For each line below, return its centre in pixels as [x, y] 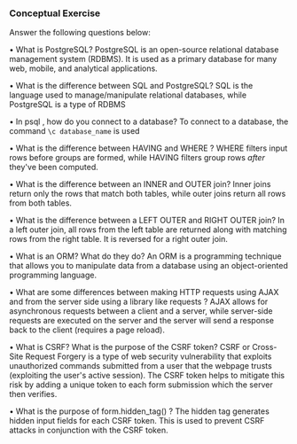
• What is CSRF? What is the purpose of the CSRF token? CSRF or [130, 347]
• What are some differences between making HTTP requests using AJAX [144, 292]
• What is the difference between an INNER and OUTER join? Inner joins [140, 184]
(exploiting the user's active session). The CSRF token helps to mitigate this [147, 376]
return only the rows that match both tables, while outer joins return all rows [148, 194]
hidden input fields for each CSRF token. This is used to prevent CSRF [137, 421]
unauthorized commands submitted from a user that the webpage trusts [141, 366]
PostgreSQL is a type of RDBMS [67, 105]
